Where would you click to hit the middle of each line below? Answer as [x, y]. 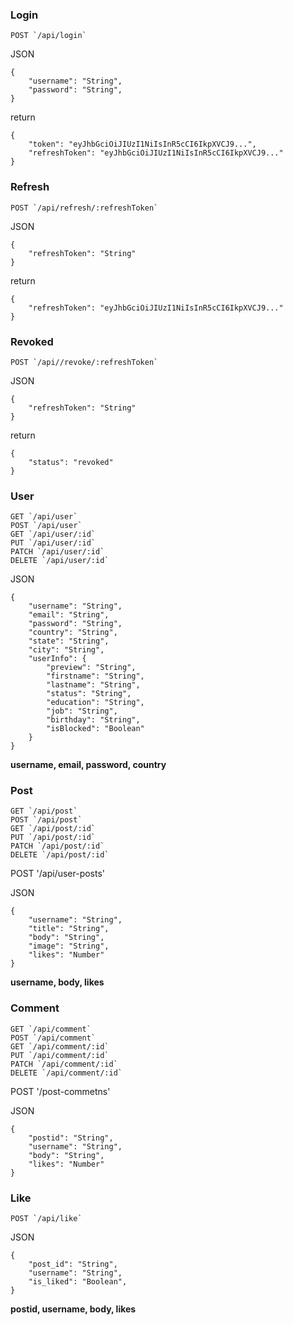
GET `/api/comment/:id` [60, 1046]
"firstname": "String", [95, 676]
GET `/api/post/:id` [53, 829]
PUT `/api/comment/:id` [60, 1055]
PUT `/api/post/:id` [53, 838]
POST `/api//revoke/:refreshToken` [84, 362]
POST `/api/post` [46, 820]
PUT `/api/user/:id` [53, 543]
